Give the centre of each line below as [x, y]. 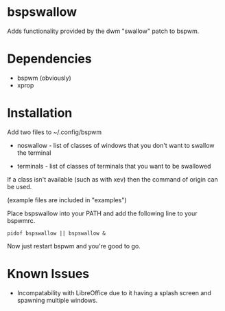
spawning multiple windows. [57, 300]
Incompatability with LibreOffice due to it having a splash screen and [114, 292]
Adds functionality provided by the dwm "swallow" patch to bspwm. [103, 31]
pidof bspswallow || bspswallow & [57, 233]
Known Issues [48, 274]
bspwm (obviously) [44, 78]
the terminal [34, 153]
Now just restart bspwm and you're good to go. [74, 246]
